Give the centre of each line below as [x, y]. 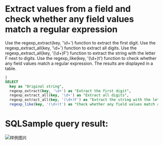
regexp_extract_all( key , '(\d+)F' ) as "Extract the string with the [80, 100]
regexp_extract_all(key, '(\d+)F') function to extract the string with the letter [80, 53]
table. [11, 68]
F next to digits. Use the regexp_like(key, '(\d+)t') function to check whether [81, 58]
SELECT [12, 82]
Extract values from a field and [68, 9]
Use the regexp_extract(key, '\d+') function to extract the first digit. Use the [81, 43]
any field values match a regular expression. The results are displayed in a [79, 63]
